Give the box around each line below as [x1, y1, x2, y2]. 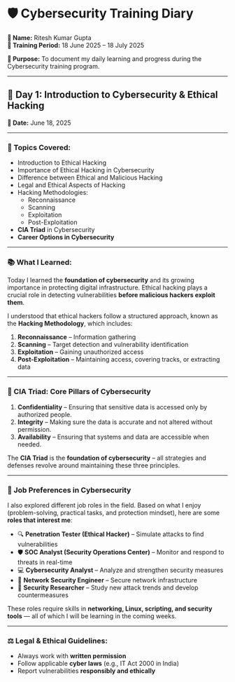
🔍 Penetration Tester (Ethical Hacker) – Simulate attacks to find [17, 530, 204, 538]
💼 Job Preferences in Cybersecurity [7, 485, 131, 495]
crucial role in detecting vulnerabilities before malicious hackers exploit [7, 291, 215, 299]
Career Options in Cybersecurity [17, 233, 115, 242]
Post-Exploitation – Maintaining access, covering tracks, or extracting [17, 355, 220, 364]
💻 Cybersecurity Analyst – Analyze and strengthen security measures [17, 566, 224, 574]
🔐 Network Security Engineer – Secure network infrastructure [17, 575, 198, 584]
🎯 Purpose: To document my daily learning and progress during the [7, 54, 202, 63]
